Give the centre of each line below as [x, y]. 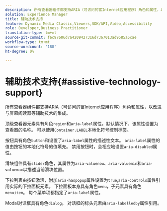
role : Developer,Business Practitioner [46, 28]
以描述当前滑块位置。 [45, 170]
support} [24, 93]
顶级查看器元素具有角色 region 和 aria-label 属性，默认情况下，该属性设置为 [82, 124]
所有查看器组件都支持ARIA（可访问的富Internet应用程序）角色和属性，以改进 [83, 107]
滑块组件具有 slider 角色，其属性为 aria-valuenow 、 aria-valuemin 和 [74, 163]
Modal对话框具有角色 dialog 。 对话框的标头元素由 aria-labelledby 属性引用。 [83, 203]
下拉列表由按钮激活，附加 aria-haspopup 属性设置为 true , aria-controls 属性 [81, 180]
